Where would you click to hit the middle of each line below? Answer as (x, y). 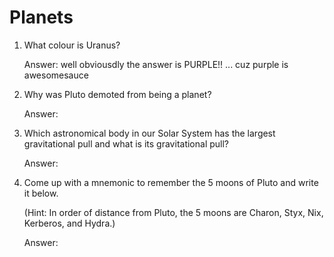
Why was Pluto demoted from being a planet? (117, 94)
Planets (41, 17)
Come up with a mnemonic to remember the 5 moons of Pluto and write (171, 182)
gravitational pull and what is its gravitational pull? (126, 143)
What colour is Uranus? (72, 45)
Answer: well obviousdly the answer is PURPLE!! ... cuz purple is (156, 64)
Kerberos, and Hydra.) (69, 223)
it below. (41, 193)
